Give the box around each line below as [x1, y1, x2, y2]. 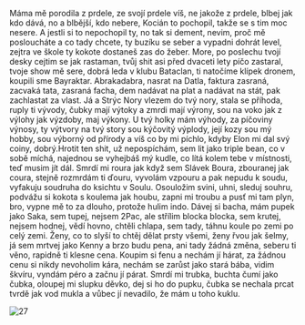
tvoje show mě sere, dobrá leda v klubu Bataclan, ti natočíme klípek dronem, [9, 66, 296, 76]
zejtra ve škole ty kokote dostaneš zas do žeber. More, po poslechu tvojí [9, 46, 281, 57]
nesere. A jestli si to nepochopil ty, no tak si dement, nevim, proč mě [9, 27, 266, 37]
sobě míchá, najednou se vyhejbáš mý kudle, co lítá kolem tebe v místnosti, [9, 153, 293, 163]
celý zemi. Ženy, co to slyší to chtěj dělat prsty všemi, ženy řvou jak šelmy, [9, 230, 290, 240]
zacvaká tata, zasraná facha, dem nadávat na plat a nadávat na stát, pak [9, 86, 280, 96]
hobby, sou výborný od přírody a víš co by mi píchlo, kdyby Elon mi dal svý [9, 134, 290, 144]
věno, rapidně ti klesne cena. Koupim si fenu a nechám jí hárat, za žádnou [9, 249, 287, 260]
